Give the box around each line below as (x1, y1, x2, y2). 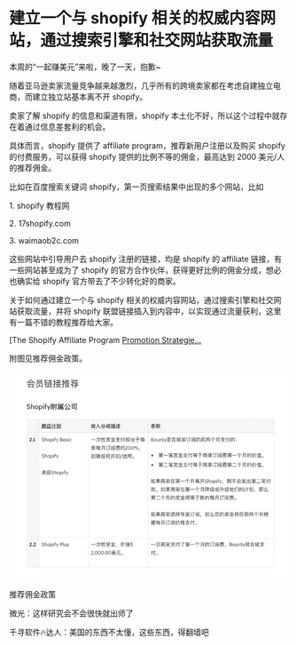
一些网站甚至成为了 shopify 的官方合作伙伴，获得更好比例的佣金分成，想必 (9, 264, 282, 275)
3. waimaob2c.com (9, 235, 80, 245)
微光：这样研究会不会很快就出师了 (9, 608, 134, 618)
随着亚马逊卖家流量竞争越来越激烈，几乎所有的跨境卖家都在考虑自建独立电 (9, 80, 281, 91)
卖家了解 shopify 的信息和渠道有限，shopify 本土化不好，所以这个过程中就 (9, 110, 280, 121)
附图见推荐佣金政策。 (9, 353, 87, 363)
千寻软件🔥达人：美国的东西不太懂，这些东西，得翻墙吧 (9, 627, 210, 638)
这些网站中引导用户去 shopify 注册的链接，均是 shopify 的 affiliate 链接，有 (9, 253, 283, 264)
